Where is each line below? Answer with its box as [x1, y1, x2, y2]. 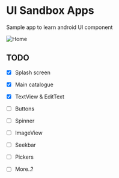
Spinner [14, 117, 35, 124]
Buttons [14, 105, 35, 112]
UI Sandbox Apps [6, 4, 94, 17]
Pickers [14, 153, 34, 161]
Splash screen [14, 69, 51, 76]
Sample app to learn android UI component [6, 24, 113, 31]
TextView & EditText [14, 93, 65, 100]
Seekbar [14, 141, 36, 148]
